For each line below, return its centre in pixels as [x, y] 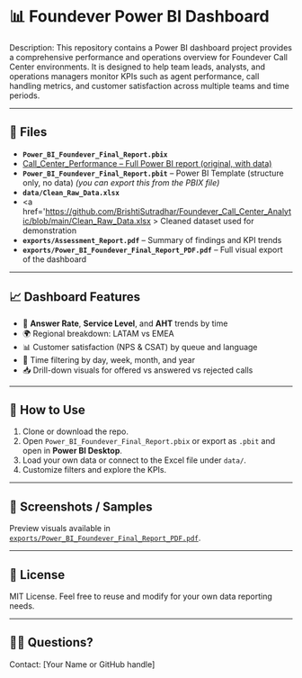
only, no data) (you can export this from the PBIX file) [121, 182]
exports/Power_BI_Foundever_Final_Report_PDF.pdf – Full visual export [152, 249]
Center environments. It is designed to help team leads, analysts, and [138, 67]
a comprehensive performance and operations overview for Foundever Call [148, 57]
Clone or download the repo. [75, 431]
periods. [25, 95]
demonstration [49, 231]
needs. [22, 606]
